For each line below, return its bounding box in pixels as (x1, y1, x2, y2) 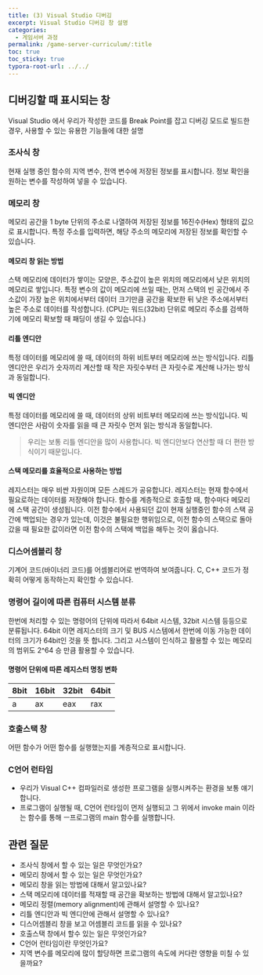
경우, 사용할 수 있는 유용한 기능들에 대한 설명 (8, 126, 144, 135)
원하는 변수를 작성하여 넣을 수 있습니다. (8, 176, 128, 185)
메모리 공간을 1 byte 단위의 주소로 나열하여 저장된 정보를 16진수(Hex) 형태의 (8, 217, 240, 227)
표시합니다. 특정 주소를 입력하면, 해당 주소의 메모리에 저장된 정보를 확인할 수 (16, 227, 248, 236)
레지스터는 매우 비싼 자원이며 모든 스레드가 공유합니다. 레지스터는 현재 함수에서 (8, 485, 249, 494)
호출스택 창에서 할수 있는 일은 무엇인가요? (19, 929, 147, 938)
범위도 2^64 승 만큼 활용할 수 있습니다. (16, 645, 135, 655)
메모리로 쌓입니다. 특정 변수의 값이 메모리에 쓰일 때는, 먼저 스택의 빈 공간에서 (8, 285, 242, 294)
